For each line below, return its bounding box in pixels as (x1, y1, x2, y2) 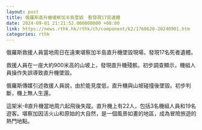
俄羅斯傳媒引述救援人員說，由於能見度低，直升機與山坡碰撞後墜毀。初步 (6, 82, 186, 89)
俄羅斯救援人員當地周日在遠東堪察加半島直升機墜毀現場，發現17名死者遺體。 (6, 49, 197, 56)
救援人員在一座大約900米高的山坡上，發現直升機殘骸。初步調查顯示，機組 (6, 62, 191, 69)
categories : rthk (6, 31, 50, 37)
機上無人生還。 (16, 89, 54, 97)
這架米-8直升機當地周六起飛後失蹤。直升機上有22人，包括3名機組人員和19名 (6, 102, 197, 109)
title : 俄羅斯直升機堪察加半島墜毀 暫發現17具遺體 (6, 15, 121, 21)
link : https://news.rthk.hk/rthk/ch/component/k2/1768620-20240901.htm (6, 25, 190, 32)
